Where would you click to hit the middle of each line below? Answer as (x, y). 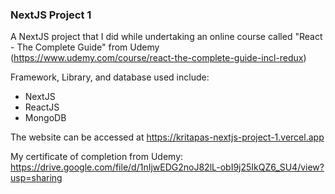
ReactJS (42, 107)
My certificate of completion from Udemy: (97, 157)
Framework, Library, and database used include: (110, 77)
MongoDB (45, 118)
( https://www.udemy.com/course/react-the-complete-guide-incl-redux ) (158, 58)
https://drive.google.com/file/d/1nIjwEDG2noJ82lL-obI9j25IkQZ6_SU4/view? (167, 167)
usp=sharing (36, 178)
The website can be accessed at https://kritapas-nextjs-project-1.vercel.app (167, 137)
